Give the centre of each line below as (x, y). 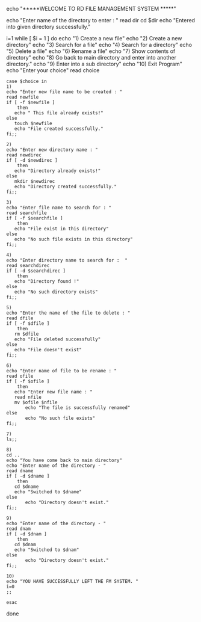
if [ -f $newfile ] (31, 102)
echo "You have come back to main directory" (64, 460)
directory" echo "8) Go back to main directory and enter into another (91, 57)
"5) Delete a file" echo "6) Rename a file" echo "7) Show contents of (91, 51)
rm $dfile (26, 334)
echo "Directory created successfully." (66, 186)
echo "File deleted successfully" (57, 339)
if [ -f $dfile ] (28, 324)
